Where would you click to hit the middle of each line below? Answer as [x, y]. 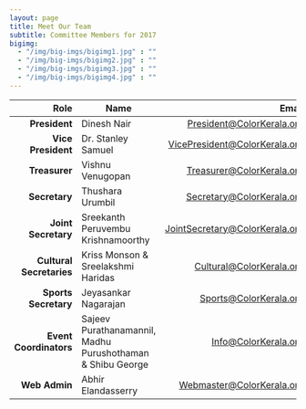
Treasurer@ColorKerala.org [245, 170]
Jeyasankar [106, 292]
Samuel [97, 150]
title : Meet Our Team [51, 26]
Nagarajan [103, 304]
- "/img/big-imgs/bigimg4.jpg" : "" [87, 78]
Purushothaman [116, 352]
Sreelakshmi [108, 266]
